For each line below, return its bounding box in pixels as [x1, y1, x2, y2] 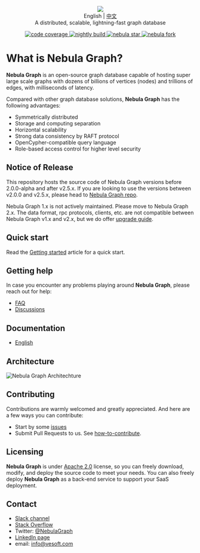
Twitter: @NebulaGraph [14, 527, 73, 534]
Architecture [6, 356, 55, 367]
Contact [6, 499, 37, 509]
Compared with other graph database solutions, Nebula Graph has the [6, 96, 180, 103]
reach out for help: [6, 288, 52, 295]
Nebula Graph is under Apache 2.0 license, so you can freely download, [6, 463, 184, 470]
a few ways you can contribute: [6, 411, 84, 419]
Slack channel [14, 515, 50, 522]
